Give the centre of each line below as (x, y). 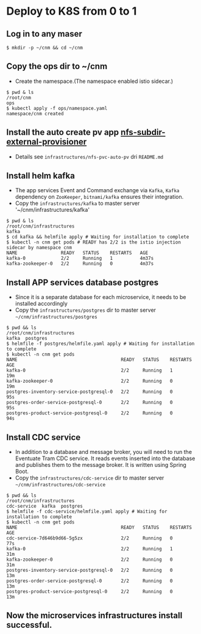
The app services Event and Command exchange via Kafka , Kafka (97, 190)
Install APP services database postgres (83, 282)
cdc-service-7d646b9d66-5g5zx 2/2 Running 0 (90, 538)
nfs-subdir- (143, 132)
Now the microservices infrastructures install (94, 615)
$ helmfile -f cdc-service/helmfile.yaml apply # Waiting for (87, 512)
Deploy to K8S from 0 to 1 (72, 11)
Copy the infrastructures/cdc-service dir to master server (90, 478)
